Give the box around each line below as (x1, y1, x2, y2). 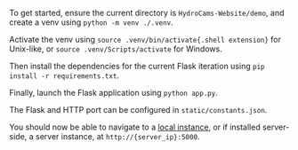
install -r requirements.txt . (9, 70, 120, 81)
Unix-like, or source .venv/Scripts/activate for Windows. (9, 43, 222, 54)
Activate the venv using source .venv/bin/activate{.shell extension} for (9, 35, 282, 44)
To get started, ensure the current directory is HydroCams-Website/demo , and (9, 8, 285, 18)
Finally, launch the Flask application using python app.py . (9, 88, 218, 98)
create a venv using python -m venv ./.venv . (9, 17, 173, 28)
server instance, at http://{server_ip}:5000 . (35, 131, 200, 141)
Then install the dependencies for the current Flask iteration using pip (9, 61, 265, 71)
